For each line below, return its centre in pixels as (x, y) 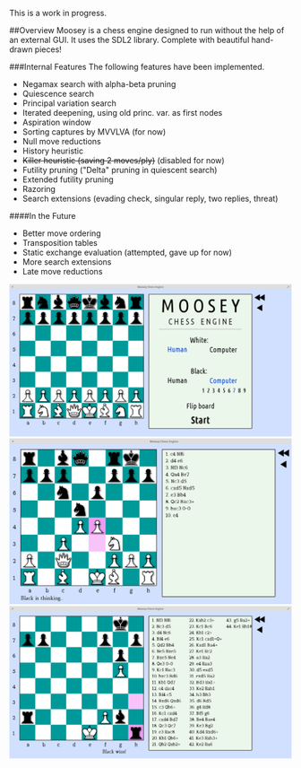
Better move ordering (61, 233)
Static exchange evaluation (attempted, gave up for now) (127, 252)
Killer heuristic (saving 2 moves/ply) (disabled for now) (124, 160)
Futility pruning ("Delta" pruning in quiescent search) (120, 170)
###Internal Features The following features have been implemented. (137, 67)
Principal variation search (69, 103)
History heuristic (52, 151)
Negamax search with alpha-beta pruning (99, 84)
